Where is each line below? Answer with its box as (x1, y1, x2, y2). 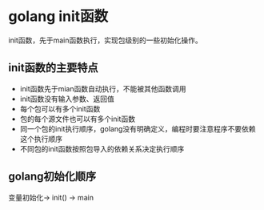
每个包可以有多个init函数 (19, 103, 101, 113)
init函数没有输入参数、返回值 (19, 94, 114, 103)
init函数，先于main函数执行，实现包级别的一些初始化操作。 (8, 35, 202, 45)
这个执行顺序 (19, 134, 62, 143)
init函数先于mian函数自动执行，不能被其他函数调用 (19, 83, 186, 93)
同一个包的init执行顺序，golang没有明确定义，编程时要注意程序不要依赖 (19, 123, 256, 133)
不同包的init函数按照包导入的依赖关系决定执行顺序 (19, 143, 185, 153)
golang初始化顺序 (8, 170, 97, 184)
